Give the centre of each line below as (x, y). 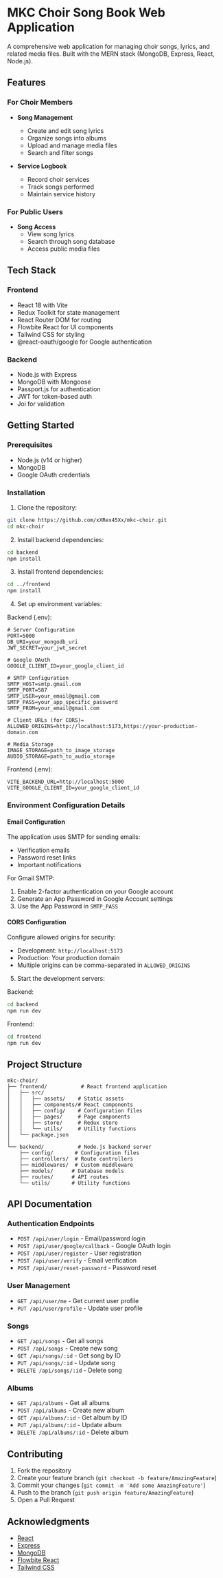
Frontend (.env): (30, 769)
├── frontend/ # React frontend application (87, 1086)
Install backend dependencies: (60, 539)
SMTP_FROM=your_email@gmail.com (53, 708)
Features (26, 83)
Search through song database (71, 241)
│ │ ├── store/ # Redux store (62, 1123)
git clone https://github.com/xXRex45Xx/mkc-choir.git (87, 520)
